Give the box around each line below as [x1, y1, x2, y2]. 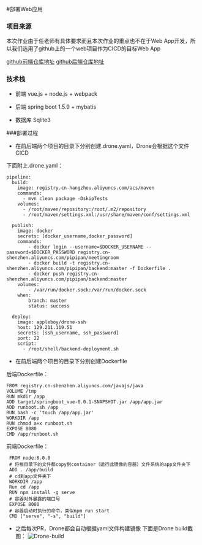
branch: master [28, 297, 67, 304]
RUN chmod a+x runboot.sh [6, 420, 72, 427]
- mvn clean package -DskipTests [22, 195, 108, 201]
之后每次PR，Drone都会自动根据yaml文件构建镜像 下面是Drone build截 [15, 524, 193, 532]
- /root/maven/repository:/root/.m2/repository [22, 206, 147, 212]
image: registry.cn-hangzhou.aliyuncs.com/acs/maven [17, 185, 155, 191]
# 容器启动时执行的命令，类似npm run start [9, 508, 110, 514]
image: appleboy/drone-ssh [17, 319, 86, 325]
